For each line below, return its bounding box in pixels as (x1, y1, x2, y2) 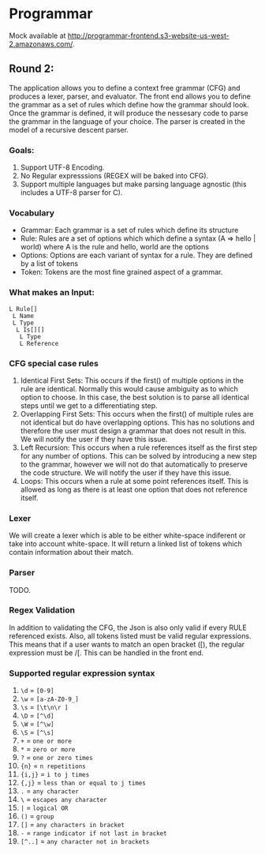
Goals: (9, 144, 35, 155)
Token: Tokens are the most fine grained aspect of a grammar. (20, 268, 223, 277)
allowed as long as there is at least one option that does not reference (20, 485, 248, 494)
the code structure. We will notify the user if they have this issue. (20, 467, 232, 478)
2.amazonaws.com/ (9, 39, 73, 48)
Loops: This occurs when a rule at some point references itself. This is (20, 476, 249, 485)
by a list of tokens (20, 259, 78, 268)
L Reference (19, 339, 59, 347)
